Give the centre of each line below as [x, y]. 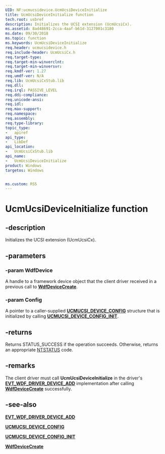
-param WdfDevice [29, 270]
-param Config [24, 300]
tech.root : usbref [24, 19]
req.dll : [14, 85]
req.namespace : [21, 114]
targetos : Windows [24, 170]
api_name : [16, 156]
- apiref [17, 132]
